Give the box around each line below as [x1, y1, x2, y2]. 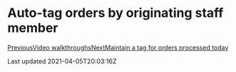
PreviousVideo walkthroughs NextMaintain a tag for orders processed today [7, 43, 229, 52]
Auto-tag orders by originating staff [7, 5, 224, 21]
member [7, 20, 58, 36]
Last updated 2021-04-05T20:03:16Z [7, 56, 117, 65]
